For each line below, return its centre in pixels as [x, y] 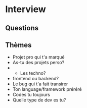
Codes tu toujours [31, 95]
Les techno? [33, 73]
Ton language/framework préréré [47, 89]
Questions [22, 28]
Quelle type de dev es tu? [39, 100]
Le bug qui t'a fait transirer [40, 84]
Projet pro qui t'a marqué [38, 57]
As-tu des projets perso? [38, 63]
